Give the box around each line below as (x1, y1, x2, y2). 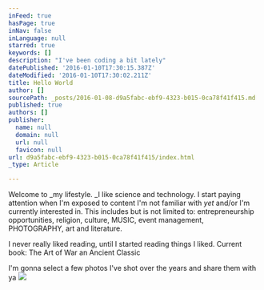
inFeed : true (8, 11, 52, 20)
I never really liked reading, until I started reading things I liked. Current (8, 240, 242, 249)
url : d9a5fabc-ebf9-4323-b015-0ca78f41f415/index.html (8, 153, 195, 161)
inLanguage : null (8, 34, 66, 42)
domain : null (15, 131, 59, 139)
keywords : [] (8, 49, 52, 57)
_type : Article (8, 161, 59, 169)
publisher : (8, 116, 45, 124)
